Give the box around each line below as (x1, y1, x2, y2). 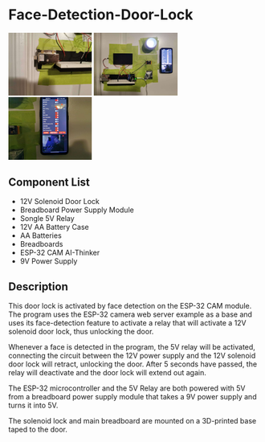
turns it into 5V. (8, 400, 59, 411)
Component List (8, 175, 91, 190)
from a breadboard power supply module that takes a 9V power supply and (8, 392, 257, 402)
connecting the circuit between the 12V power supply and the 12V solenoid (8, 351, 256, 361)
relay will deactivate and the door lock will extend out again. (8, 368, 207, 378)
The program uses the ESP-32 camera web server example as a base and (8, 309, 253, 319)
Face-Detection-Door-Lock (8, 6, 194, 24)
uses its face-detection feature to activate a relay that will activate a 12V (8, 318, 247, 328)
